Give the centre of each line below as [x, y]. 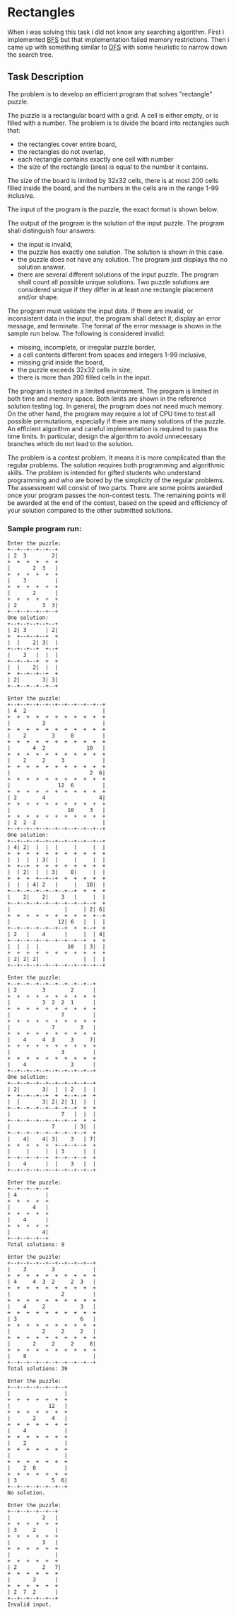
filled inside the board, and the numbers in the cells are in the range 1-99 [113, 188]
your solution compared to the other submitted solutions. [90, 510]
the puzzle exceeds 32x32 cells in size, [75, 370]
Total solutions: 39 [38, 1369]
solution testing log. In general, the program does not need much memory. [116, 406]
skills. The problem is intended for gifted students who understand [104, 472]
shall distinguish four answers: [52, 231]
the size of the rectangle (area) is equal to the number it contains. [113, 167]
